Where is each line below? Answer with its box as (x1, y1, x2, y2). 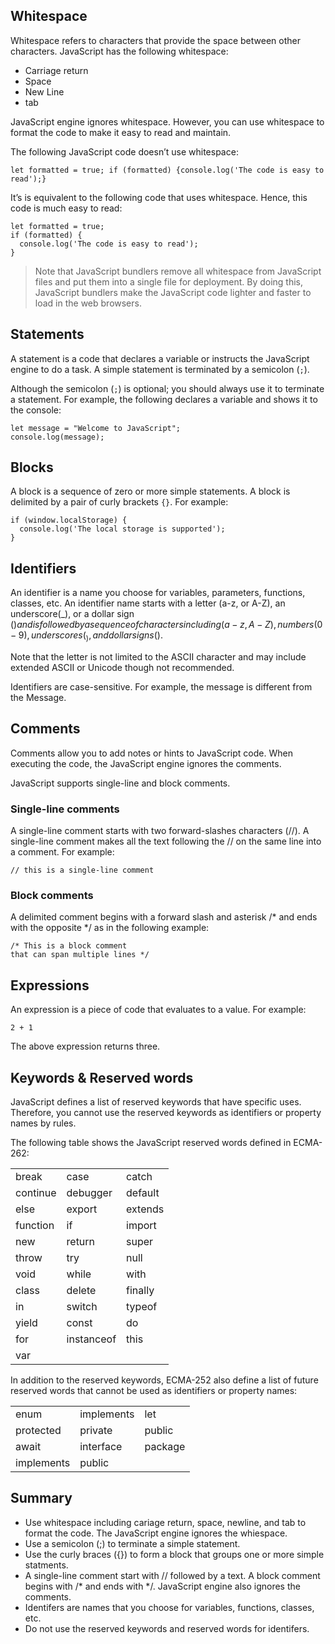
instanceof (66, 1332, 117, 1346)
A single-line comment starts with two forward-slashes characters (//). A (10, 825, 310, 837)
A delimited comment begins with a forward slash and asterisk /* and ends (10, 911, 318, 923)
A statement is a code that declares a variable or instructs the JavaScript (10, 352, 310, 364)
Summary (10, 1490, 73, 1507)
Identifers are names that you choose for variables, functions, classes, (24, 1601, 315, 1613)
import (126, 1219, 157, 1233)
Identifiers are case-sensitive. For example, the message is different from (10, 681, 313, 693)
